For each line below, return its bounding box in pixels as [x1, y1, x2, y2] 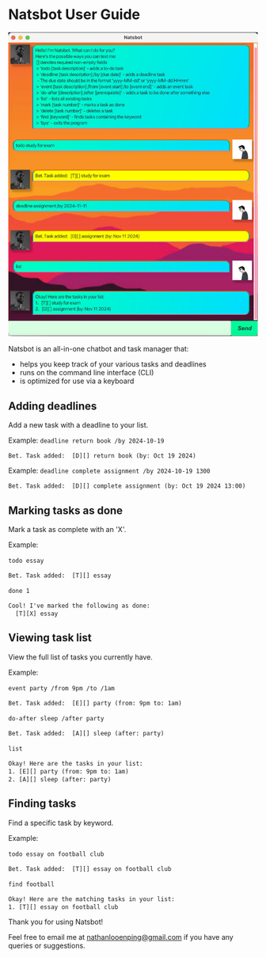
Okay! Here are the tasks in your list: [8, 759, 144, 767]
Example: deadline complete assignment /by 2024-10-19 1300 [8, 466, 211, 476]
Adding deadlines [8, 399, 97, 412]
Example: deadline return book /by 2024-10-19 [8, 435, 165, 445]
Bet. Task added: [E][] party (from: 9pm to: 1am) [8, 699, 182, 707]
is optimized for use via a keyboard [19, 376, 135, 386]
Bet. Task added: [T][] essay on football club [8, 865, 172, 872]
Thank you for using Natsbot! [8, 917, 104, 926]
